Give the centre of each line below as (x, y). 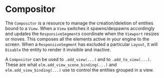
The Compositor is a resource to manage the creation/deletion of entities (79, 23)
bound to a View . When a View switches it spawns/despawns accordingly (80, 28)
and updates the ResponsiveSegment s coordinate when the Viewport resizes (82, 33)
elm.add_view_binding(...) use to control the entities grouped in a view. (79, 70)
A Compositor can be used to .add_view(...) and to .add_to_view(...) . (78, 59)
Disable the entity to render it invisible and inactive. (58, 49)
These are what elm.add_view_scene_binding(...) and (61, 64)
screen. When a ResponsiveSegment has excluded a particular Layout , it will (81, 44)
